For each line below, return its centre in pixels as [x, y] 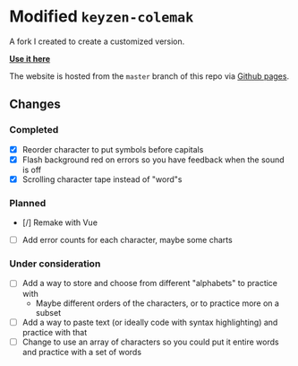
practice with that [55, 332]
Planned [28, 203]
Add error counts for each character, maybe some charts [127, 240]
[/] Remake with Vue [60, 222]
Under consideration [55, 264]
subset [48, 312]
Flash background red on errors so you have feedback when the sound [153, 160]
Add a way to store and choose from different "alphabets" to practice [150, 283]
